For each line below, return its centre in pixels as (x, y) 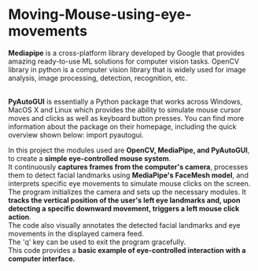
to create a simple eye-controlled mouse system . (90, 158)
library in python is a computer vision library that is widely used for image (127, 69)
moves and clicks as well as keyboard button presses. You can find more (126, 118)
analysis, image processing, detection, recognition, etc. (98, 78)
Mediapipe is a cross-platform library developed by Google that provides (127, 53)
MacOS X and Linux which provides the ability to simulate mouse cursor (125, 110)
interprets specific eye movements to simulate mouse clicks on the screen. (129, 183)
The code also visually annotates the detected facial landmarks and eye (124, 225)
